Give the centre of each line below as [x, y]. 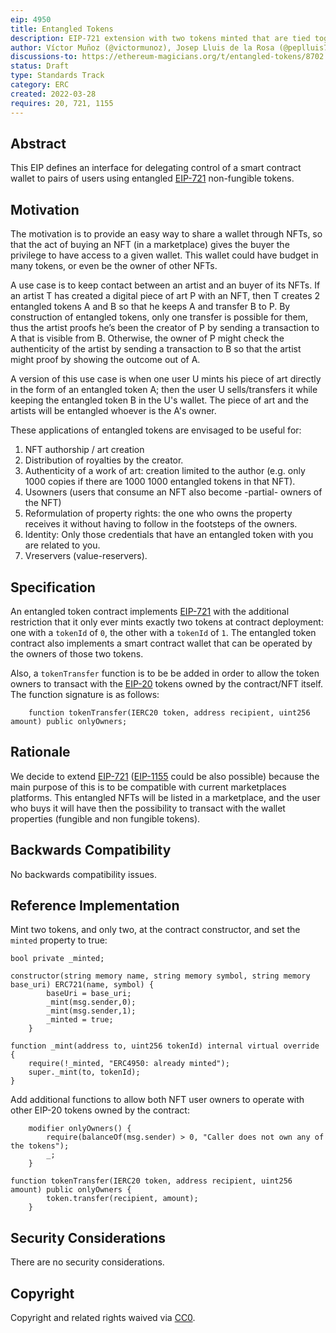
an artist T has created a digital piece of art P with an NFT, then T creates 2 [165, 296]
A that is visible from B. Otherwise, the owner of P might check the [147, 338]
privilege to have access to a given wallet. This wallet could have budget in [164, 255]
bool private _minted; [57, 959]
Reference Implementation [95, 905]
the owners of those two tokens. [77, 653]
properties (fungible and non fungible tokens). [105, 818]
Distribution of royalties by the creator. [104, 460]
